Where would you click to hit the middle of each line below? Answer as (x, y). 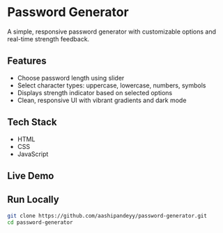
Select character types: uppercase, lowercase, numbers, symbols (111, 85)
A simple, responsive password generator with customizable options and (111, 31)
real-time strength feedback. (48, 38)
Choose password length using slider (71, 78)
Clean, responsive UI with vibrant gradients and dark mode (102, 100)
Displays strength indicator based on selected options (95, 92)
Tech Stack (32, 122)
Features (27, 61)
